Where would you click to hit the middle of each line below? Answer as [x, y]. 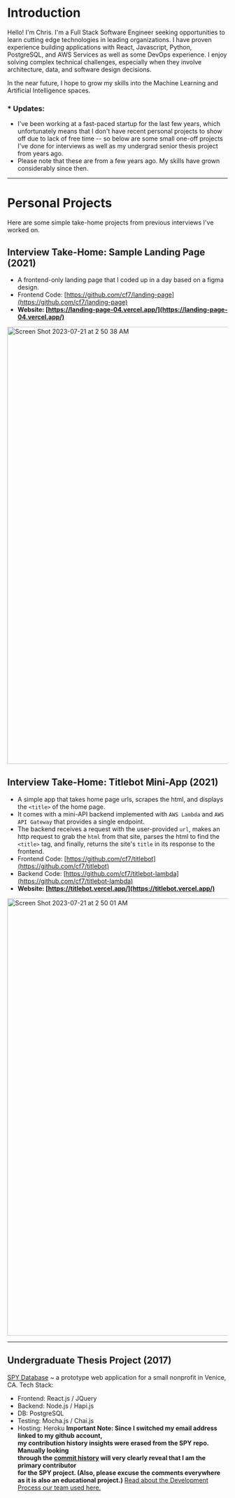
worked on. [23, 230]
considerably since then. [53, 169]
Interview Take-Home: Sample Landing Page [106, 252]
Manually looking [43, 1450]
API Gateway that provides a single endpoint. [81, 821]
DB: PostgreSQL [41, 1413]
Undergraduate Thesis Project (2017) [90, 1361]
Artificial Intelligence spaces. [49, 90]
